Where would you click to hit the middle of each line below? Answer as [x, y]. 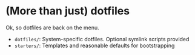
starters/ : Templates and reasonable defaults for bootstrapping [94, 45]
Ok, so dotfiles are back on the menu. [52, 27]
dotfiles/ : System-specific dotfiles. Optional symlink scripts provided [102, 39]
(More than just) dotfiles [68, 11]
